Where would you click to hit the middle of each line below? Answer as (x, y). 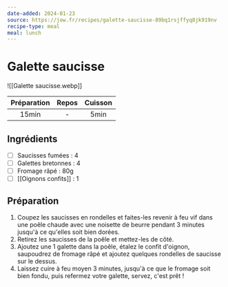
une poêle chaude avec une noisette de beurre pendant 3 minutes (111, 225)
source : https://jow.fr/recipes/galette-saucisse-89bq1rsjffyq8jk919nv (112, 20)
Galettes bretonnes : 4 (49, 163)
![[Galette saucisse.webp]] (45, 86)
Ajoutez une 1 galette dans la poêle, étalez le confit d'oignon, (103, 247)
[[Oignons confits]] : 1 (48, 179)
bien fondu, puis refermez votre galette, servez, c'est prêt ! (101, 276)
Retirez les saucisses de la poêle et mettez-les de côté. (95, 240)
